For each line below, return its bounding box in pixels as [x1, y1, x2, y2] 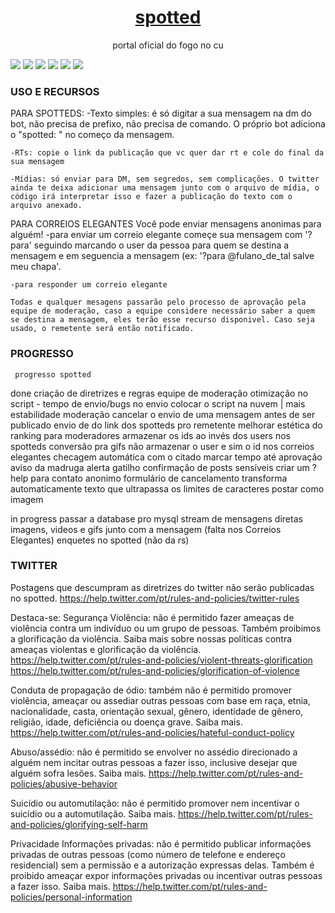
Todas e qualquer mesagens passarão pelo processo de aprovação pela [10, 297, 307, 308]
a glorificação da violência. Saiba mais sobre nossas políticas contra [10, 632, 293, 645]
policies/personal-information [10, 891, 133, 903]
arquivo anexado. [10, 201, 83, 211]
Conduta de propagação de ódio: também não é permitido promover [10, 684, 293, 696]
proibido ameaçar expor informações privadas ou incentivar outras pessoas [10, 869, 323, 881]
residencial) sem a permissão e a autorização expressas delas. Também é [10, 859, 315, 871]
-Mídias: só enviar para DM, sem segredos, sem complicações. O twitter [10, 174, 320, 185]
